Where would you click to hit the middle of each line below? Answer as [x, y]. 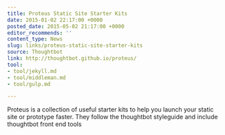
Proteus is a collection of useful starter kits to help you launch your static [110, 110]
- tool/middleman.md [37, 77]
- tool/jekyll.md [32, 71]
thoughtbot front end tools [44, 124]
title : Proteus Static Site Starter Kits [67, 13]
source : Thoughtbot [35, 52]
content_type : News [35, 39]
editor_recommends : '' [40, 33]
